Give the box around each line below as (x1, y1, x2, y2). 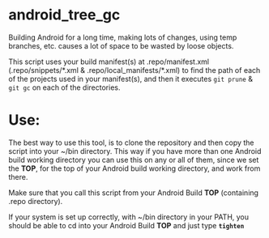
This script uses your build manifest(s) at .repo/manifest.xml (8, 57, 209, 66)
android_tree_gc (8, 6, 121, 24)
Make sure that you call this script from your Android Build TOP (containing (8, 188, 259, 198)
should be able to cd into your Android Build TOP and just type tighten (8, 220, 245, 230)
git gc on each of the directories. (8, 83, 121, 92)
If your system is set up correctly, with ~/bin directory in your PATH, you (8, 212, 250, 222)
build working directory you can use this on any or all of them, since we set (8, 155, 259, 164)
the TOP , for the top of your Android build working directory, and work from (8, 164, 261, 173)
